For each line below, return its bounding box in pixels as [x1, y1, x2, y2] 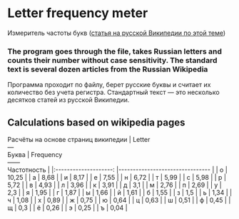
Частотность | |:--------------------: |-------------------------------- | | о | [7, 165, 228, 174]
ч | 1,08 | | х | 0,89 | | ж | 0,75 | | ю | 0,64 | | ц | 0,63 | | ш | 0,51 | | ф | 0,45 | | [7, 196, 231, 205]
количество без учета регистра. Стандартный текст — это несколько [7, 88, 220, 97]
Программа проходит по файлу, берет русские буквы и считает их [7, 81, 211, 89]
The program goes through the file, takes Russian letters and [7, 46, 223, 56]
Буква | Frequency [7, 151, 63, 159]
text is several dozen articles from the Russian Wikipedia [7, 64, 208, 74]
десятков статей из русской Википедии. [7, 96, 130, 104]
